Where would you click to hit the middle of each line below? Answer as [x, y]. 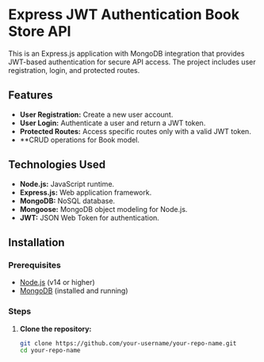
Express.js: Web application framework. [86, 192]
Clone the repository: [55, 329]
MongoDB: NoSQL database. [67, 201]
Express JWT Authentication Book [124, 15]
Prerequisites [34, 265]
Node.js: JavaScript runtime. [67, 183]
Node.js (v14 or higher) [57, 283]
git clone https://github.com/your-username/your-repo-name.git [128, 343]
